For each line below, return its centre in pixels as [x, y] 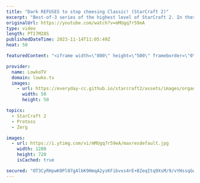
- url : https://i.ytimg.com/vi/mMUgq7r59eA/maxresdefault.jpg [90, 144]
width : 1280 [32, 149]
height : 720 [32, 155]
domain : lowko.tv [33, 77]
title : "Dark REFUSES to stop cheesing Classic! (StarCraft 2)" [87, 12]
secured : [17, 170]
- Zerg [20, 127]
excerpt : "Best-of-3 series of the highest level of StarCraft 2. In [94, 17]
